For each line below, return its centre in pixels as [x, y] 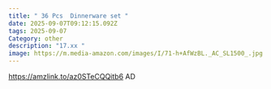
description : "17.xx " [47, 46]
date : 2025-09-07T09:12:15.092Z [63, 23]
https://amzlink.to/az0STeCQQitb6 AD [72, 76]
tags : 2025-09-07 [38, 31]
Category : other [36, 38]
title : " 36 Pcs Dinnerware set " [69, 16]
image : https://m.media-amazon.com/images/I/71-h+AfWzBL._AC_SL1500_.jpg [136, 53]
